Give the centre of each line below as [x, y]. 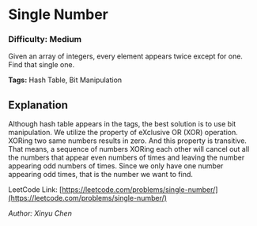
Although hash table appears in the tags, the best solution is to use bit [122, 124]
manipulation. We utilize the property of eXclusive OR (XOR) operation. [123, 133]
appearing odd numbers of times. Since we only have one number [116, 166]
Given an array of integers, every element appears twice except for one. [126, 56]
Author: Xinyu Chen [40, 213]
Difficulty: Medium [45, 40]
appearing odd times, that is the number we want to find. [101, 175]
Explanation [38, 105]
